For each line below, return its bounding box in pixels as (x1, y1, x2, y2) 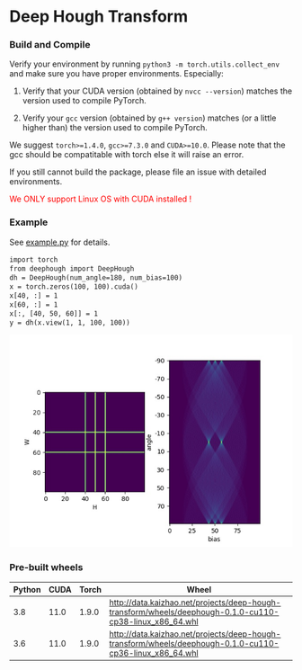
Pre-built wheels (9, 560, 84, 573)
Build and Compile (9, 39, 91, 51)
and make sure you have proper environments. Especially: (9, 68, 225, 79)
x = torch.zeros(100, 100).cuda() (9, 281, 139, 291)
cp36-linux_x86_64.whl (109, 648, 200, 658)
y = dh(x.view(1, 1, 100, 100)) (9, 317, 130, 327)
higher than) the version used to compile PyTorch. (22, 122, 209, 133)
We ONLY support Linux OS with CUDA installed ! (9, 193, 192, 204)
